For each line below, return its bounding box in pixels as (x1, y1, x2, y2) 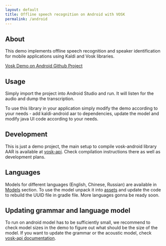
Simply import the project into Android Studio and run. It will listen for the (5, 90, 154, 96)
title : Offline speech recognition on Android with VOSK (5, 12, 125, 17)
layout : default (5, 7, 39, 12)
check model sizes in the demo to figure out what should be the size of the (5, 225, 158, 231)
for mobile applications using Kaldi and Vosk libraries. (5, 53, 115, 60)
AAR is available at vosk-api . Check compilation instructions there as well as (5, 148, 161, 154)
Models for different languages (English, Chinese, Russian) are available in (5, 182, 157, 187)
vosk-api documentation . (5, 235, 56, 241)
